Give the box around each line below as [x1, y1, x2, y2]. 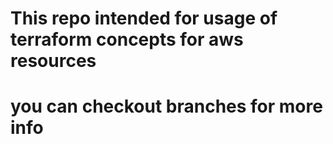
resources [10, 50, 97, 72]
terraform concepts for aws [10, 28, 244, 51]
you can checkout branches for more [10, 95, 323, 118]
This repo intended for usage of [10, 7, 278, 30]
